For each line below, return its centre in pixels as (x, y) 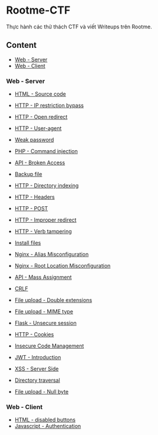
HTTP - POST (31, 209)
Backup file (28, 174)
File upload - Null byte (42, 392)
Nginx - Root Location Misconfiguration (62, 266)
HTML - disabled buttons (45, 420)
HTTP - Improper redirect (45, 220)
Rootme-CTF (38, 10)
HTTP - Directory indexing (47, 186)
